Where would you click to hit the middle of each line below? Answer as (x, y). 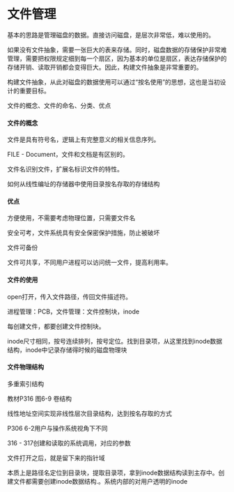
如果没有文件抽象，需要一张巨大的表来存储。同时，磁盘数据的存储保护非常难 (117, 49)
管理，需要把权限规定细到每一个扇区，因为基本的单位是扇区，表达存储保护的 (117, 58)
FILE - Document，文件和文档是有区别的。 (68, 155)
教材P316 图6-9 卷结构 (39, 399)
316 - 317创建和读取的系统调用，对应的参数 (69, 443)
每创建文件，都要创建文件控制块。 (56, 326)
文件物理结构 (25, 367)
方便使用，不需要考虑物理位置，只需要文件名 (71, 218)
